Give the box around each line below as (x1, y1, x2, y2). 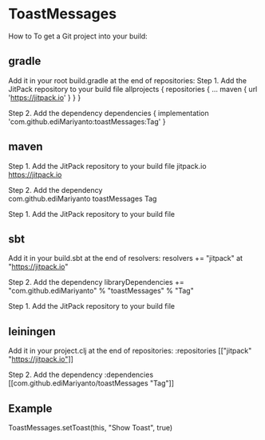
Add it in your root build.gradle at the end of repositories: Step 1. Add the (8, 75, 247, 85)
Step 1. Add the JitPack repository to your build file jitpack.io (8, 161, 207, 170)
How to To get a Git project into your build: (8, 31, 148, 41)
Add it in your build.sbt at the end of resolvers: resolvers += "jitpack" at (8, 254, 243, 263)
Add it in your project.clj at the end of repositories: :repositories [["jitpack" (8, 346, 252, 356)
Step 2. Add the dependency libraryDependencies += (8, 278, 185, 287)
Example (8, 402, 53, 415)
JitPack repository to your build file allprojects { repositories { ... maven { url (8, 84, 258, 94)
